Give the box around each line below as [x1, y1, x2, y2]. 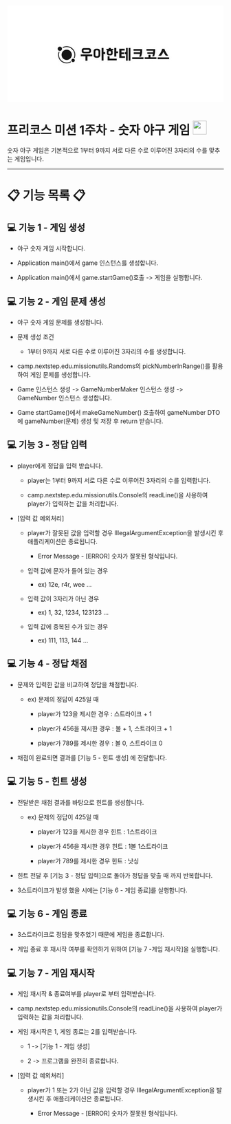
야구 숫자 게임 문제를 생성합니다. [16, 318, 104, 327]
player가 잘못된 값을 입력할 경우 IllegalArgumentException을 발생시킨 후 [27, 528, 224, 537]
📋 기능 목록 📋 [7, 188, 86, 204]
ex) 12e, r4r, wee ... [37, 580, 92, 588]
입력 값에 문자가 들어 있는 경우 [27, 566, 109, 574]
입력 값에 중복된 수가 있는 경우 [27, 622, 109, 631]
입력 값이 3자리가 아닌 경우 [27, 594, 100, 603]
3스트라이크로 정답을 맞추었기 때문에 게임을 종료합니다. [16, 931, 165, 939]
